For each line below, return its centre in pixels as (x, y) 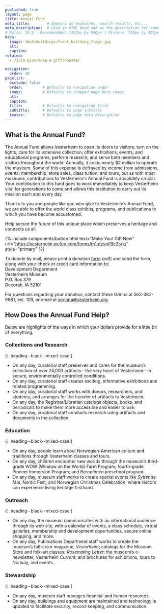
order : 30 (19, 74)
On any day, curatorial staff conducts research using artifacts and (79, 412)
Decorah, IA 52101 (23, 285)
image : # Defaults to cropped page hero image (67, 92)
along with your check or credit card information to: (57, 264)
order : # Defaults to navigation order (59, 87)
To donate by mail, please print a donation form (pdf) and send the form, (78, 258)
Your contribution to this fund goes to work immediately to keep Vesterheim (82, 184)
